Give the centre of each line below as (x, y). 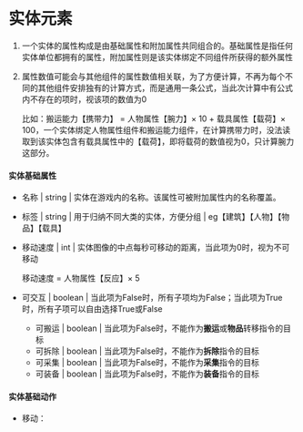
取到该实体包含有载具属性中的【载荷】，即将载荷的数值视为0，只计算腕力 (158, 141)
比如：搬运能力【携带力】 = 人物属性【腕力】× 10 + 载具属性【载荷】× (154, 118)
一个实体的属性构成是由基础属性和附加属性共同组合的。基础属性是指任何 (157, 46)
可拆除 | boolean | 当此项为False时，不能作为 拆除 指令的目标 (147, 351)
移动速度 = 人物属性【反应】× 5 (81, 278)
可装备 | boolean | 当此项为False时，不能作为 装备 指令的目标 (147, 374)
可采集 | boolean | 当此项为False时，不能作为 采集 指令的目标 (147, 363)
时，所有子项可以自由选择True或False (92, 309)
